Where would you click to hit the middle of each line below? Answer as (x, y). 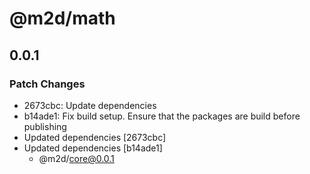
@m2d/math (62, 18)
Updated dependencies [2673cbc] (95, 137)
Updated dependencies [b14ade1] (93, 148)
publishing (45, 126)
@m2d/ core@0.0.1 (76, 158)
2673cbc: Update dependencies (90, 105)
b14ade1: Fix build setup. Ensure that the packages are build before (162, 116)
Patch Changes (47, 84)
